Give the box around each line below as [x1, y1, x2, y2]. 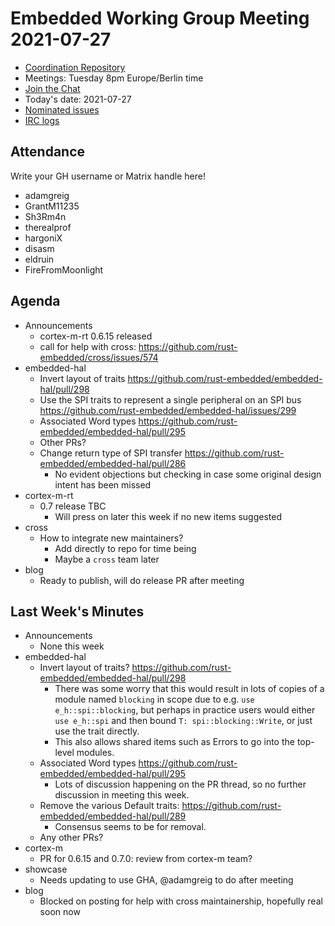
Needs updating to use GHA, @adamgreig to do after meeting [39, 874, 294, 886]
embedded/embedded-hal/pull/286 [39, 457, 187, 469]
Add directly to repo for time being [54, 542, 197, 554]
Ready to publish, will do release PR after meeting [39, 574, 245, 586]
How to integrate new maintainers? [39, 532, 184, 544]
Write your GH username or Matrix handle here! [10, 170, 206, 182]
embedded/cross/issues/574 [39, 351, 159, 363]
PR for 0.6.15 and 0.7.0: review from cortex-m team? [39, 853, 253, 865]
